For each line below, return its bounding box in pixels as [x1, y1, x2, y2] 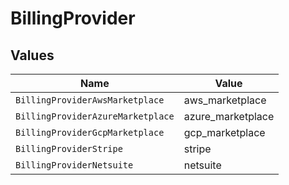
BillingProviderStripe [15, 143, 123, 154]
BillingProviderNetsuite [15, 160, 134, 171]
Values [10, 47, 55, 64]
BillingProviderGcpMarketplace [15, 127, 165, 138]
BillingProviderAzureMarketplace [15, 111, 175, 122]
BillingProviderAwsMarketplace [15, 95, 165, 106]
